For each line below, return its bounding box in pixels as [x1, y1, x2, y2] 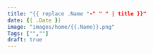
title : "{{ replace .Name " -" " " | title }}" [7, 10, 147, 18]
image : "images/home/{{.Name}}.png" [7, 23, 115, 30]
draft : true [7, 36, 42, 43]
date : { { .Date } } [7, 17, 61, 24]
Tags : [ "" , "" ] [7, 29, 49, 37]
